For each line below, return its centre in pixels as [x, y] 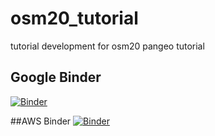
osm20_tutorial [74, 18]
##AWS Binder [41, 121]
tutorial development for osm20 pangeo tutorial [107, 46]
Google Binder [56, 77]
